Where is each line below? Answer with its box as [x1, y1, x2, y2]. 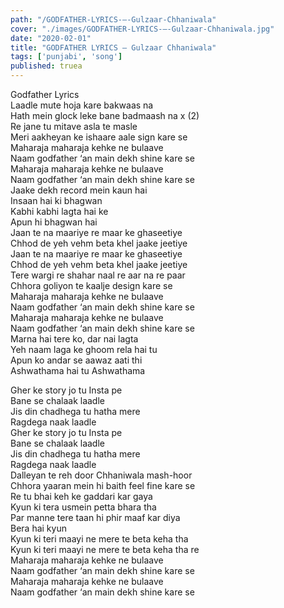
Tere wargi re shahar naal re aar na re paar [10, 269, 186, 281]
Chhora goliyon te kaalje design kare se [10, 280, 173, 291]
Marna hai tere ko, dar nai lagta [10, 333, 139, 345]
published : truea [10, 61, 83, 71]
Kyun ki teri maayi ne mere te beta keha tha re [10, 544, 200, 555]
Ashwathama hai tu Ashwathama [10, 365, 146, 376]
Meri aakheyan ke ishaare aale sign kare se [10, 131, 188, 143]
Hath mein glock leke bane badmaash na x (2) [10, 110, 200, 121]
